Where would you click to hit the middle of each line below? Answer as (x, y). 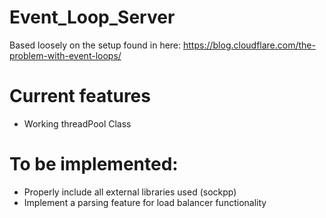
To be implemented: (94, 164)
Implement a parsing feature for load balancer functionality (145, 202)
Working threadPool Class (77, 123)
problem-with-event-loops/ (65, 55)
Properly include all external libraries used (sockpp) (130, 192)
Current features (80, 96)
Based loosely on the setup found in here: (95, 45)
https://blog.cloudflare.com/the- (249, 45)
